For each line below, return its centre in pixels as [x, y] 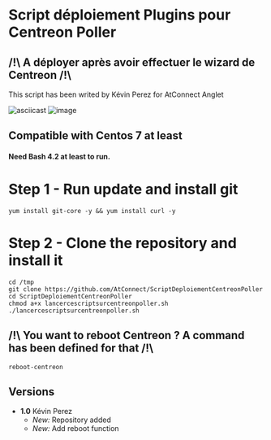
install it [36, 261]
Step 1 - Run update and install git [123, 190]
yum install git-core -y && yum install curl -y [92, 211]
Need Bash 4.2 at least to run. [60, 156]
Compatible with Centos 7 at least [95, 136]
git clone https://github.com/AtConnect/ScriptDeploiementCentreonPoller [136, 289]
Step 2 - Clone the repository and [123, 244]
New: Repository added [71, 420]
